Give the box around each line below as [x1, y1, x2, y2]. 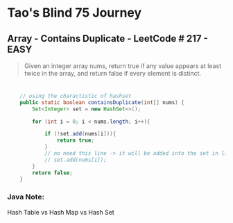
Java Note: [7, 192, 45, 202]
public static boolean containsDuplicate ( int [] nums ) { [19, 99, 185, 106]
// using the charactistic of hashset [19, 92, 132, 99]
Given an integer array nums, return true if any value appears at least [24, 62, 222, 70]
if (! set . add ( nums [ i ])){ [44, 131, 116, 138]
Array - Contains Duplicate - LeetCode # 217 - [7, 33, 208, 44]
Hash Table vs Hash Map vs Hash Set [7, 208, 114, 216]
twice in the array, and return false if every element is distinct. [24, 69, 201, 77]
